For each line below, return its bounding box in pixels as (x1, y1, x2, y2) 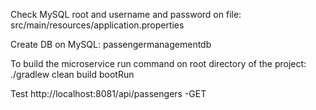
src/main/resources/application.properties (10, 19, 185, 31)
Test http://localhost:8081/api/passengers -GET (10, 88, 207, 99)
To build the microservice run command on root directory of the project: (10, 58, 307, 69)
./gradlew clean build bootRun (10, 69, 135, 80)
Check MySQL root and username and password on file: (10, 9, 242, 20)
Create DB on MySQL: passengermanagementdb (10, 39, 212, 50)
